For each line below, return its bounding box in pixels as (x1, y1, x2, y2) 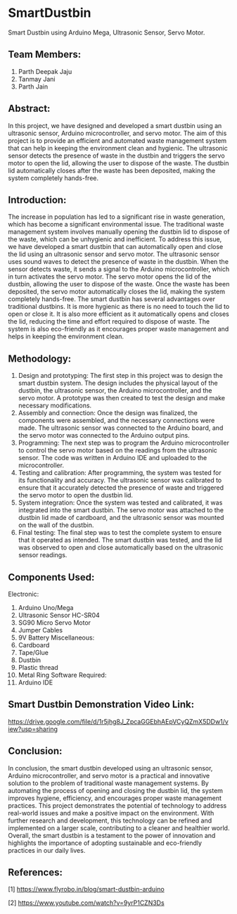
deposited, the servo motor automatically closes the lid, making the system (8, 287, 226, 296)
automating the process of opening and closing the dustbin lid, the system (8, 786, 224, 794)
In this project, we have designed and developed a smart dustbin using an (8, 121, 222, 129)
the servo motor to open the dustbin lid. (18, 491, 133, 500)
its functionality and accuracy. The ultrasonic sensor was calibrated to (18, 476, 222, 485)
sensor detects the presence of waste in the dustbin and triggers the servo (8, 151, 225, 160)
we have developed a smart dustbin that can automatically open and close (8, 243, 224, 251)
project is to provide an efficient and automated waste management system (8, 136, 227, 145)
